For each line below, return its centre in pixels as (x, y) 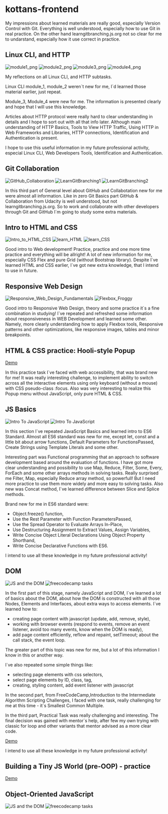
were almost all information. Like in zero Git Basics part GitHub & (72, 196)
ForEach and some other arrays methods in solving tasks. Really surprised (82, 473)
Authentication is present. (32, 138)
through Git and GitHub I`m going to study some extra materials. (71, 212)
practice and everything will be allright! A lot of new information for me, (79, 255)
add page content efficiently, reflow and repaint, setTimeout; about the (86, 634)
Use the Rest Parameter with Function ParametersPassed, (72, 519)
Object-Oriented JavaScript (49, 794)
